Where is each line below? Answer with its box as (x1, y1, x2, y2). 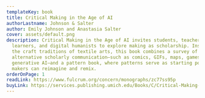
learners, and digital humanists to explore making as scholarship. (12, 43, 190, 49)
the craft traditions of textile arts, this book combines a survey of (12, 49, 198, 55)
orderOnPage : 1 (6, 71, 45, 77)
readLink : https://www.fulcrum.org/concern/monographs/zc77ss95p (6, 77, 176, 83)
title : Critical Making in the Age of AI (6, 15, 113, 21)
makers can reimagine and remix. (12, 65, 97, 72)
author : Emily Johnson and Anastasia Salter (6, 26, 121, 32)
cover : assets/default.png (6, 32, 75, 38)
